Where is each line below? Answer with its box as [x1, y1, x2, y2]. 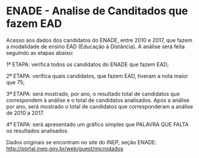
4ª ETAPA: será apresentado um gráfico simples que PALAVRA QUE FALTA [6, 120, 189, 128]
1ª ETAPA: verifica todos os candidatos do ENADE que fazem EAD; [6, 61, 169, 68]
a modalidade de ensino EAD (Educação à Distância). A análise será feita [6, 43, 185, 50]
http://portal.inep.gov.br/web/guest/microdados [6, 145, 124, 152]
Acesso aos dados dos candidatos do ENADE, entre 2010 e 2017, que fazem [6, 36, 192, 44]
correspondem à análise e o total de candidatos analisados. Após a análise [6, 97, 189, 104]
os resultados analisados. [6, 127, 69, 134]
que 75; [6, 79, 25, 86]
